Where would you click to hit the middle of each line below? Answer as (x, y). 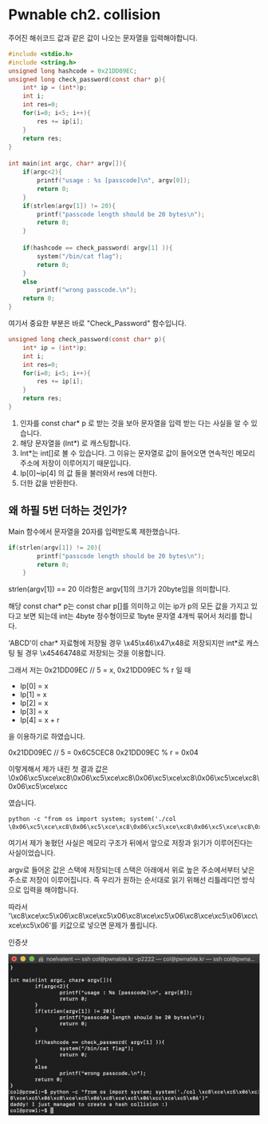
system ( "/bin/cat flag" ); (80, 256)
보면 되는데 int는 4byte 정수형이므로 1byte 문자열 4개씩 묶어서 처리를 (130, 616)
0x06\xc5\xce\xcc (38, 787)
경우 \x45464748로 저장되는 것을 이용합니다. (95, 653)
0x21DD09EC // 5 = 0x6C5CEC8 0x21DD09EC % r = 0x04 (104, 752)
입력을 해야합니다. (51, 890)
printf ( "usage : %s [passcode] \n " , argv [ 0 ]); (114, 181)
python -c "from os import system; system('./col (93, 819)
